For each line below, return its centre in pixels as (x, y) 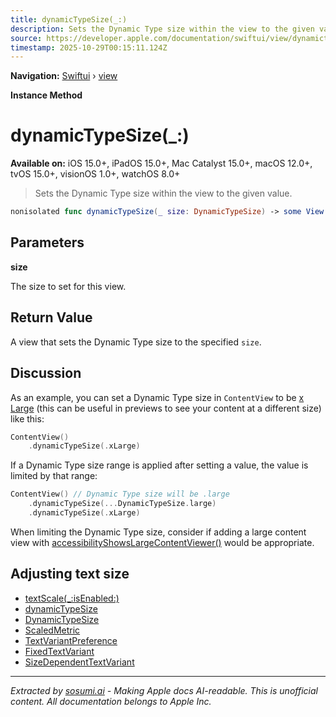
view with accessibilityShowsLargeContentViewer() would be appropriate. (162, 542)
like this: (27, 418)
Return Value (51, 317)
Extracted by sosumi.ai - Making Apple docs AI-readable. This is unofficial (164, 690)
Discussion (46, 373)
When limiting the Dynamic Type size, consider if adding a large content (158, 532)
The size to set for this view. (68, 286)
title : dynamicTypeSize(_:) (69, 19)
